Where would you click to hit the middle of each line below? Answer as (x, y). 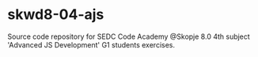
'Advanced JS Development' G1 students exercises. (91, 44)
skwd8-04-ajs (56, 15)
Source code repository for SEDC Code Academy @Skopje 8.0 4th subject (129, 36)
